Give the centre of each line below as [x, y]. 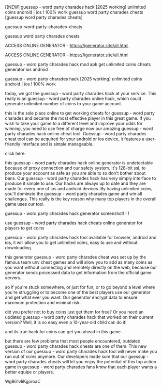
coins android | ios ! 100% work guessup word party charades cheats [74, 12]
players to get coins [25, 228]
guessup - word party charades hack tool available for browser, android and [81, 237]
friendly [13, 144]
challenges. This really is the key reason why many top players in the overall [81, 199]
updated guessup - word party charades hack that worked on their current [79, 317]
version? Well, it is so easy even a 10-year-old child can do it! [66, 322]
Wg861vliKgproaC [23, 381]
